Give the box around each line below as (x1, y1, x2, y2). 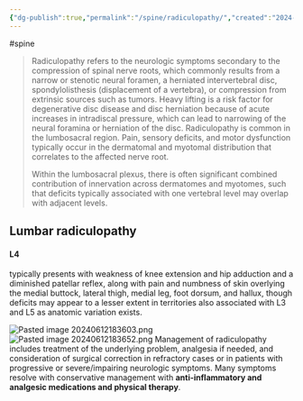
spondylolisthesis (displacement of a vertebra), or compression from (31, 84, 287, 95)
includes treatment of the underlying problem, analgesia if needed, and (9, 343, 273, 354)
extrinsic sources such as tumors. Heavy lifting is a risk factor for (31, 94, 273, 105)
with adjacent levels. (31, 197, 108, 208)
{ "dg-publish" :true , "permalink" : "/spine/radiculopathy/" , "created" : (9, 13, 272, 23)
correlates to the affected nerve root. (31, 150, 170, 162)
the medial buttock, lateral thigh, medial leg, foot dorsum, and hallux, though (9, 287, 293, 298)
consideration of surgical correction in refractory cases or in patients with (9, 353, 283, 364)
